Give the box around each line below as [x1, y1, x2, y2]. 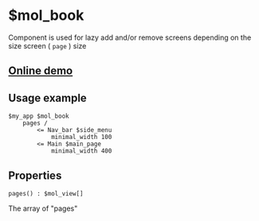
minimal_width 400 [50, 147, 112, 155]
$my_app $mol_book [8, 112, 69, 121]
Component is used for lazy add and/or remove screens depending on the [8, 33, 252, 42]
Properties [8, 169, 62, 182]
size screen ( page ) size [8, 41, 87, 50]
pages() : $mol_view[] [8, 189, 84, 197]
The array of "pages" [8, 204, 78, 213]
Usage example [8, 91, 88, 105]
